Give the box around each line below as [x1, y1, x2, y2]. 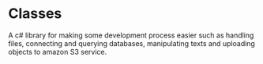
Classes [8, 5, 62, 23]
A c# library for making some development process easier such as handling [8, 30, 254, 40]
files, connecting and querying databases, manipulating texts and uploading [8, 38, 255, 48]
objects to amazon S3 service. [8, 47, 107, 56]
